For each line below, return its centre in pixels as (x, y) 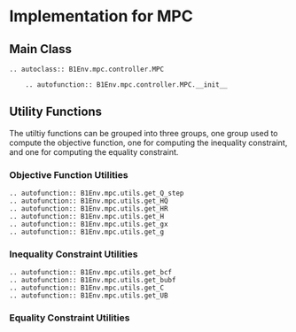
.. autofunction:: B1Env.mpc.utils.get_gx (89, 224)
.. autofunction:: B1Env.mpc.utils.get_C (87, 288)
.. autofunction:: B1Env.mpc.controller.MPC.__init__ (126, 85)
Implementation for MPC (101, 16)
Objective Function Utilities (69, 174)
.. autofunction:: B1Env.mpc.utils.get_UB (89, 296)
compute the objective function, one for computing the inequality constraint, (148, 143)
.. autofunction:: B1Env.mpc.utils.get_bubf (93, 281)
